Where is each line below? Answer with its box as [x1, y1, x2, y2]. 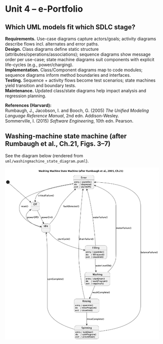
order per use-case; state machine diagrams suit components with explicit [5, 57, 155, 62]
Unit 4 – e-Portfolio [5, 3, 83, 15]
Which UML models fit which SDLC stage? [5, 23, 136, 31]
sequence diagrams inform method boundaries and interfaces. [5, 72, 131, 78]
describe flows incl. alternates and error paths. [5, 41, 99, 47]
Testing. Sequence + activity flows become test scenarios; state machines [5, 77, 156, 83]
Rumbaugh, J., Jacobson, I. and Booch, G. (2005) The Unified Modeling [5, 107, 149, 113]
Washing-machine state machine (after [5, 132, 127, 140]
